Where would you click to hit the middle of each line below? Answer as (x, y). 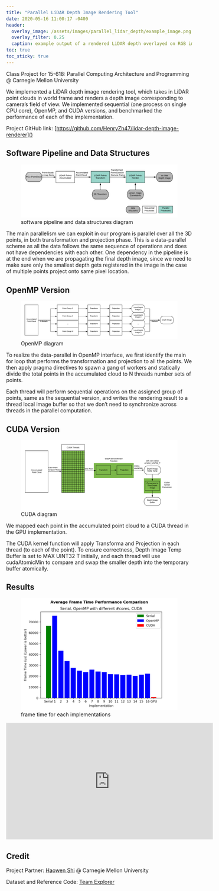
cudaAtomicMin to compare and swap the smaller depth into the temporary (97, 562)
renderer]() (19, 134)
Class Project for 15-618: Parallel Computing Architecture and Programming (98, 73)
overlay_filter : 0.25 (38, 38)
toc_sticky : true (27, 56)
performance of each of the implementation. (60, 117)
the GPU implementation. (37, 532)
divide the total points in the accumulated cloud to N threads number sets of (99, 374)
